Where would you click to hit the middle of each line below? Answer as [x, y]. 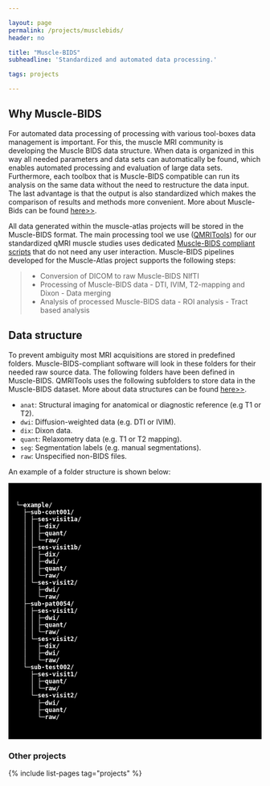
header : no [27, 38]
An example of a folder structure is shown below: [90, 471]
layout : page [30, 23]
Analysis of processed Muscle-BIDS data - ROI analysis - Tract [144, 301]
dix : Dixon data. [46, 430]
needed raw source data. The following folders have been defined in [122, 372]
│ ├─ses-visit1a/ [52, 519]
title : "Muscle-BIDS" [45, 52]
